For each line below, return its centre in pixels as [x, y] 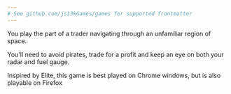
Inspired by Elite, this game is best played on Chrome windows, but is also [114, 75]
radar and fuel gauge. [38, 62]
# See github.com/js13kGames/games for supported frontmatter [100, 14]
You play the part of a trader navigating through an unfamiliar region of [109, 33]
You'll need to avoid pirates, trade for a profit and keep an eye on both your [115, 54]
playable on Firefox [35, 83]
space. [17, 41]
